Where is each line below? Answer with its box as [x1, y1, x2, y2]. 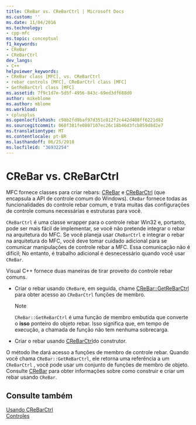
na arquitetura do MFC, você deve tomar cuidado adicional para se [6, 237, 167, 244]
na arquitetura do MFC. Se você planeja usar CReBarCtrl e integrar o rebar [6, 231, 185, 239]
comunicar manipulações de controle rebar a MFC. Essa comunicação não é [6, 244, 190, 251]
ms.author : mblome [6, 101, 51, 107]
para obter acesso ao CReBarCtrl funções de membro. [14, 291, 146, 298]
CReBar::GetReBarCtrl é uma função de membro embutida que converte [14, 314, 188, 321]
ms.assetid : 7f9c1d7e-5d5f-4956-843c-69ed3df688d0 [6, 90, 132, 96]
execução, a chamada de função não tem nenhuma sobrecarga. [14, 326, 169, 333]
